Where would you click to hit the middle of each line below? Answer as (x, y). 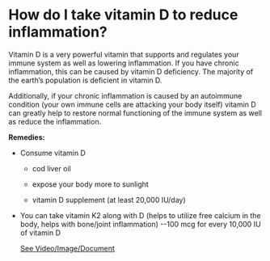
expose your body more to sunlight (91, 184)
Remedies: (27, 137)
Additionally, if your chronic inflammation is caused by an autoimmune (125, 95)
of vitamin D (40, 233)
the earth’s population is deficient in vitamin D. (85, 80)
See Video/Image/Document (67, 248)
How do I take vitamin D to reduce (123, 15)
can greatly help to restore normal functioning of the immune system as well (135, 113)
